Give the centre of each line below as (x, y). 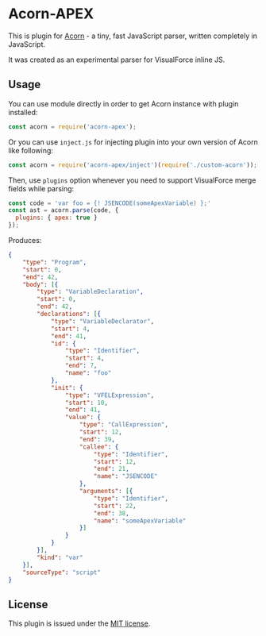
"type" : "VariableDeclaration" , (91, 292)
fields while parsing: (41, 188)
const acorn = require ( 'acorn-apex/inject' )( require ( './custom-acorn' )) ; (133, 165)
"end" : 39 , (97, 439)
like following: (31, 150)
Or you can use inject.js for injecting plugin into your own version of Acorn (133, 142)
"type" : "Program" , (55, 262)
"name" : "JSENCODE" (125, 476)
